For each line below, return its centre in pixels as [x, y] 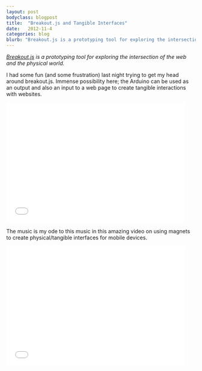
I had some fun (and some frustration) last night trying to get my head [93, 75]
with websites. [24, 94]
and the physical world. [35, 63]
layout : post [23, 12]
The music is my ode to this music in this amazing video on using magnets [98, 231]
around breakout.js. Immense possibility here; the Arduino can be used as [98, 81]
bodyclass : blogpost [32, 17]
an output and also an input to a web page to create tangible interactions [96, 87]
